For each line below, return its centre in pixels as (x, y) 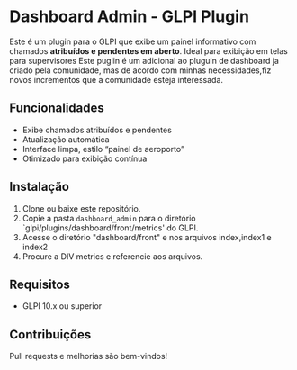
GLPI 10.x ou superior (62, 306)
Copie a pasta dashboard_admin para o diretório (109, 218)
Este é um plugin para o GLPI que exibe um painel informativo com (133, 41)
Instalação (40, 187)
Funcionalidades (57, 108)
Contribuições (50, 334)
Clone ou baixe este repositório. (81, 208)
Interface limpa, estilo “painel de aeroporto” (103, 149)
